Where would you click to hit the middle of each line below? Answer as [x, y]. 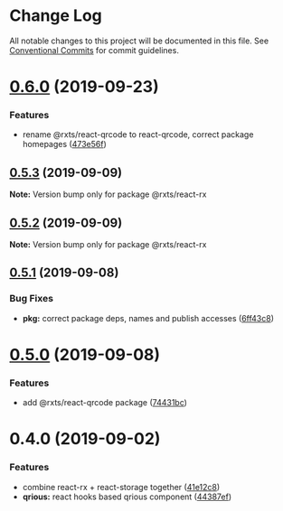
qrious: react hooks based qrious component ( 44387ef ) [127, 497]
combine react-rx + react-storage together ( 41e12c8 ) [121, 487]
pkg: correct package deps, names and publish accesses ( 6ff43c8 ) [148, 318]
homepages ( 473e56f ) [64, 144]
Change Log [56, 16]
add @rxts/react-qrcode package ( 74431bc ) [105, 403]
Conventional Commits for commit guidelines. [94, 50]
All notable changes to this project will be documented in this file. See [139, 41]
